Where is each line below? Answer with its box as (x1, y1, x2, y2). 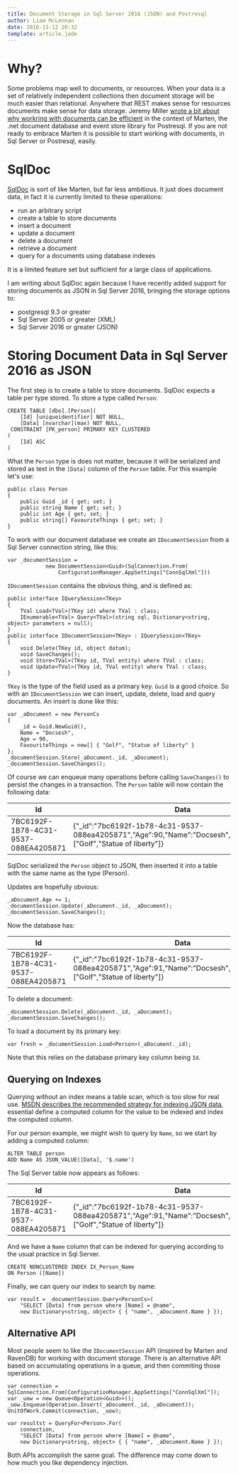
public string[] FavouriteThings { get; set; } (20, 517, 163, 524)
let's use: (7, 472, 34, 480)
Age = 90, (20, 736, 50, 743)
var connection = (7, 1383, 59, 1390)
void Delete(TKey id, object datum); (20, 645, 132, 652)
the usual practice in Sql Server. (7, 1249, 101, 1258)
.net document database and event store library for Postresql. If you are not (7, 122, 228, 130)
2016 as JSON (7, 363, 92, 379)
